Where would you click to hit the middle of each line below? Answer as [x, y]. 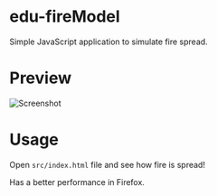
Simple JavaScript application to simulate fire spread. [108, 42]
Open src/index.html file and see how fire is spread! [108, 164]
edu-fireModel [65, 17]
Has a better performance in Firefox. [77, 182]
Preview [41, 78]
